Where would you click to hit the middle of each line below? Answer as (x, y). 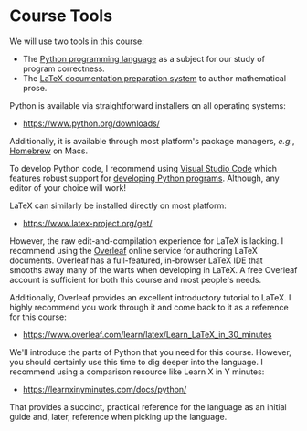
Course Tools (61, 16)
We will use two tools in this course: (77, 41)
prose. (35, 88)
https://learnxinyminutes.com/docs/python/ (105, 389)
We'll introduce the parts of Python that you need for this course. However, (151, 352)
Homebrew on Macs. (49, 151)
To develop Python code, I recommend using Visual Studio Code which (143, 168)
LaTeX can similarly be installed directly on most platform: (118, 205)
